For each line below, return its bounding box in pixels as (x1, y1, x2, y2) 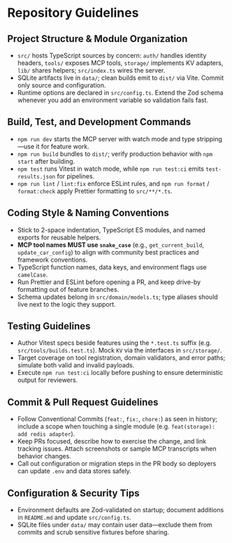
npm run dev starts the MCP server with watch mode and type (17, 134, 196, 143)
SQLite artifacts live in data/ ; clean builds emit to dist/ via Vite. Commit (17, 73, 224, 82)
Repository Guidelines (7, 5, 139, 21)
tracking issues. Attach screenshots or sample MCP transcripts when (17, 444, 217, 453)
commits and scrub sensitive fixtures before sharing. (17, 528, 170, 537)
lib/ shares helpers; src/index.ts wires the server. (17, 66, 166, 74)
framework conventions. (17, 255, 88, 264)
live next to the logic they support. (17, 299, 117, 309)
